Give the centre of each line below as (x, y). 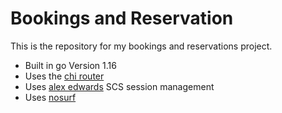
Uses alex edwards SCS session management (119, 86)
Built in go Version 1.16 (70, 65)
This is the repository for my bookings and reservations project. (141, 46)
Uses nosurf (50, 97)
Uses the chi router (64, 76)
